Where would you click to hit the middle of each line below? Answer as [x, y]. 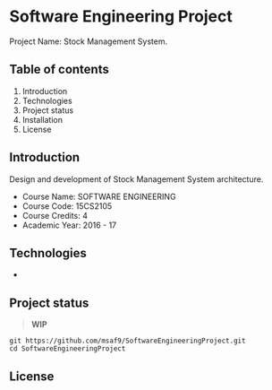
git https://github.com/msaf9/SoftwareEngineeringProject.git [127, 341]
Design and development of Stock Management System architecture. [136, 179]
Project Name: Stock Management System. [89, 41]
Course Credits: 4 [55, 215]
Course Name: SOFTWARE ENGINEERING [99, 196]
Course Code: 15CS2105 [67, 206]
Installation [42, 119]
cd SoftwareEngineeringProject [68, 349]
